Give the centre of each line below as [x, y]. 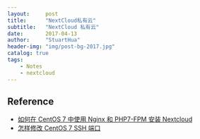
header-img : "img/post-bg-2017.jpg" [61, 47]
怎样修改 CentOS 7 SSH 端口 [59, 128]
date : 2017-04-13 [42, 34]
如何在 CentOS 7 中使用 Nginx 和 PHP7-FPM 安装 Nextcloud [105, 119]
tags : [15, 60]
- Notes [31, 66]
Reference [31, 101]
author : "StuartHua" [44, 40]
